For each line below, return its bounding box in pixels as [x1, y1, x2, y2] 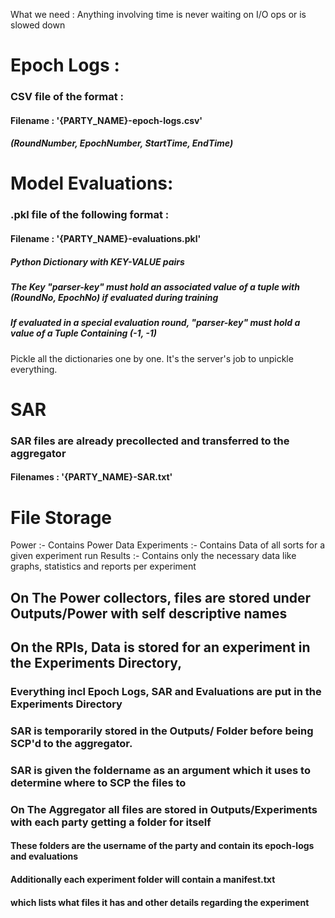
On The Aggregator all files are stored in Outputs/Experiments [10, 802, 318, 816]
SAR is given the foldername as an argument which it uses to [10, 763, 311, 777]
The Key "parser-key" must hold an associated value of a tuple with [10, 280, 300, 293]
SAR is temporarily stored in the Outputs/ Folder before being [10, 724, 314, 738]
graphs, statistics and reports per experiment [10, 560, 197, 573]
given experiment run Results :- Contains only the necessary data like [10, 550, 297, 562]
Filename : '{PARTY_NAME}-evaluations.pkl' [10, 233, 202, 244]
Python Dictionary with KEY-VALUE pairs [10, 255, 185, 268]
